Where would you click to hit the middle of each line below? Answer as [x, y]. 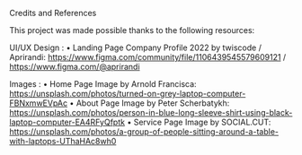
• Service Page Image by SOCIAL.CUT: [199, 122]
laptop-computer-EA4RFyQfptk [67, 122]
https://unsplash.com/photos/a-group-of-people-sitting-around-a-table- [144, 132]
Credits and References [53, 13]
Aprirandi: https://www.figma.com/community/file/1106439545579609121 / [148, 57]
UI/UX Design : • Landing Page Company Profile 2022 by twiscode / [136, 47]
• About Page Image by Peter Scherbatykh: [150, 103]
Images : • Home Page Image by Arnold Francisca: [103, 84]
